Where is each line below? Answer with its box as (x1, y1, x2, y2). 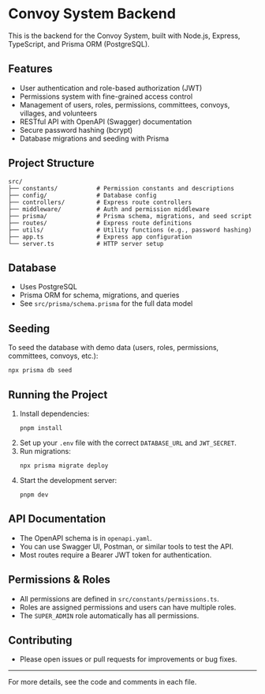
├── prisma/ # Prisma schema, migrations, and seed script (8, 212, 252, 220)
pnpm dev (19, 491, 49, 499)
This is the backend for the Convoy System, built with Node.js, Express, (8, 31, 241, 40)
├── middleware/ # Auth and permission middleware (8, 205, 211, 213)
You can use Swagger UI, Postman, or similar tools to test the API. (19, 541, 234, 551)
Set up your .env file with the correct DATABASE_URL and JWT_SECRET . (19, 438, 237, 447)
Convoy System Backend (8, 5, 176, 23)
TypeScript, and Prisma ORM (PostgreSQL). (8, 39, 150, 48)
